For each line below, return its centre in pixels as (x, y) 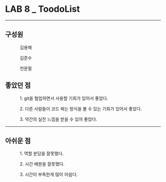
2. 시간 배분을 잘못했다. (42, 164)
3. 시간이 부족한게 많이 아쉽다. (49, 175)
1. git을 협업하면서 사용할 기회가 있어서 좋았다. (64, 98)
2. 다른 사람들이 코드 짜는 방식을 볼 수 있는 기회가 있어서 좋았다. (81, 109)
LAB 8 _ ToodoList (42, 9)
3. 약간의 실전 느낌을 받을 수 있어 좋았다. (58, 119)
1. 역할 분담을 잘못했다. (42, 153)
